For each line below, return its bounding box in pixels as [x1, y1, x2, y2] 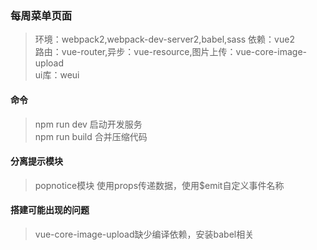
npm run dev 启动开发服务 [34, 118, 143, 130]
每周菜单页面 [10, 8, 73, 22]
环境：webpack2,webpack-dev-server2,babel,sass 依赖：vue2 [34, 33, 295, 46]
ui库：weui [34, 69, 80, 81]
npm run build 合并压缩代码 [34, 130, 148, 142]
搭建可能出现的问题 [10, 204, 90, 216]
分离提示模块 [10, 155, 63, 167]
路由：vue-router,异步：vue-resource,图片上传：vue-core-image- [34, 46, 308, 58]
